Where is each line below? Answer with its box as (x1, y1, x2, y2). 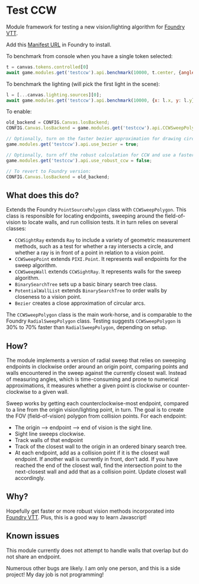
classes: (6, 225, 27, 232)
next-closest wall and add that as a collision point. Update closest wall (14, 468, 187, 475)
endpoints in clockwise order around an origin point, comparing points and (6, 363, 188, 370)
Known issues (6, 531, 60, 541)
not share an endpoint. (6, 553, 62, 560)
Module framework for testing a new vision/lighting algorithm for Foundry (6, 23, 185, 30)
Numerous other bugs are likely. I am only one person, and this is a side (6, 564, 181, 572)
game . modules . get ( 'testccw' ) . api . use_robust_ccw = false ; (6, 157, 152, 163)
